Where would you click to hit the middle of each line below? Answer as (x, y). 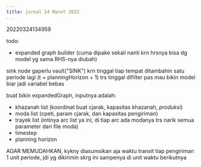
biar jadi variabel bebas (35, 83)
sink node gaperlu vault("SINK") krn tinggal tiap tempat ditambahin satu (95, 71)
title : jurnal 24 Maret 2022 (43, 12)
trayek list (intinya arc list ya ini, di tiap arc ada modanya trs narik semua (104, 120)
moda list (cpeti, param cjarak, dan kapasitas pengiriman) (86, 113)
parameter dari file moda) (47, 126)
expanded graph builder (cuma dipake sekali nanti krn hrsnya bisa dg (101, 53)
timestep (26, 133)
